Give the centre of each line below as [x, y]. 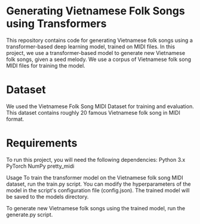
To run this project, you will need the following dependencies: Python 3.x [96, 159]
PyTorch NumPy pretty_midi [40, 166]
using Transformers [56, 24]
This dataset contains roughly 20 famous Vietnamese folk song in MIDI [93, 112]
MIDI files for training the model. [46, 65]
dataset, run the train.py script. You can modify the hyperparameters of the [99, 184]
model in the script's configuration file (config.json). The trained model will [98, 190]
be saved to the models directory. [47, 197]
